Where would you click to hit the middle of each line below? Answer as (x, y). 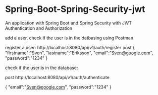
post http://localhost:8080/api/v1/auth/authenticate (57, 77)
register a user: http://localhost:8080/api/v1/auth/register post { (70, 47)
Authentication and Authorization (39, 28)
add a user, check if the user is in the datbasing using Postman (69, 38)
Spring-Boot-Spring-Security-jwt (75, 9)
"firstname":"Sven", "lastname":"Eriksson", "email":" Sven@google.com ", (79, 53)
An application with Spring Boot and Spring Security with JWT (69, 23)
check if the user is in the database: (42, 68)
